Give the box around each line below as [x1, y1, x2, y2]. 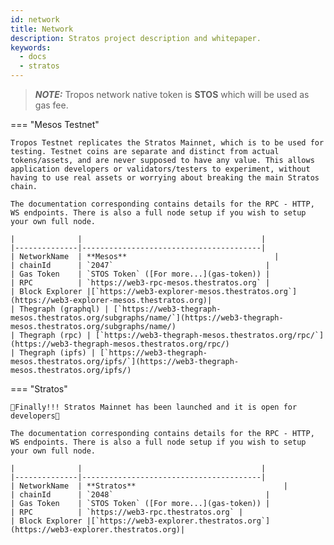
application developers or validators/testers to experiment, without [10, 164, 311, 174]
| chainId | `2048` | [10, 490, 271, 500]
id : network [10, 14, 60, 25]
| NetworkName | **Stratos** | [10, 481, 288, 491]
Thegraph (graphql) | [19, 304, 110, 314]
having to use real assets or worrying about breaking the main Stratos [10, 173, 320, 183]
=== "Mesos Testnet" [10, 119, 100, 130]
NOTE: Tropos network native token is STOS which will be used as [34, 89, 310, 100]
